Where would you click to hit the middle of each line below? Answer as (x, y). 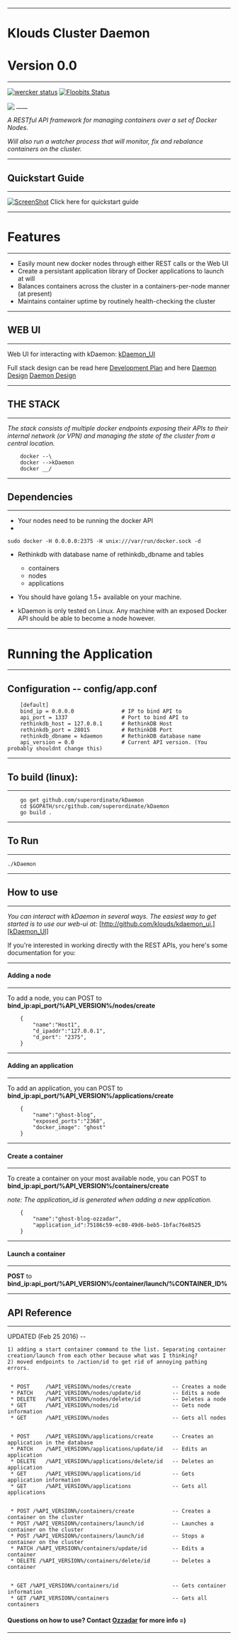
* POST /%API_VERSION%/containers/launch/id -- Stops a (107, 1536)
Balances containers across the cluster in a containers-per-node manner (124, 286)
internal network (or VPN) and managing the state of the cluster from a (111, 436)
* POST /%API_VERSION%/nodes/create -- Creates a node (118, 1387)
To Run (23, 841)
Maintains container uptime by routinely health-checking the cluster (117, 301)
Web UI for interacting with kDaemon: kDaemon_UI (81, 354)
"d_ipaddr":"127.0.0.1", (69, 1031)
